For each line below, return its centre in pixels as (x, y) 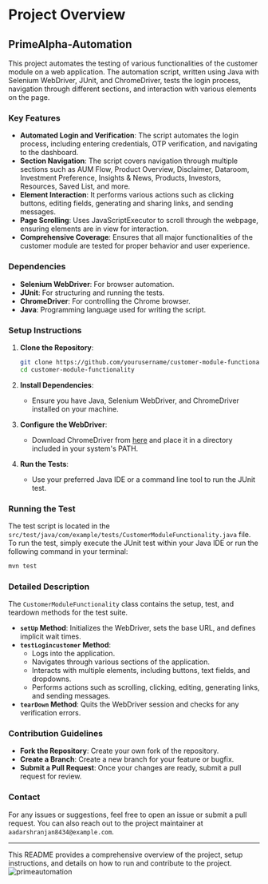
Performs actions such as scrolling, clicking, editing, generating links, (146, 687)
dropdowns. (51, 679)
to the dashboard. (49, 153)
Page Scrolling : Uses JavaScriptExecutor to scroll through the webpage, (139, 221)
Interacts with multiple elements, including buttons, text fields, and (141, 671)
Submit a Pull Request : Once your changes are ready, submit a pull (130, 768)
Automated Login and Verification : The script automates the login (129, 135)
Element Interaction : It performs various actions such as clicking (126, 195)
